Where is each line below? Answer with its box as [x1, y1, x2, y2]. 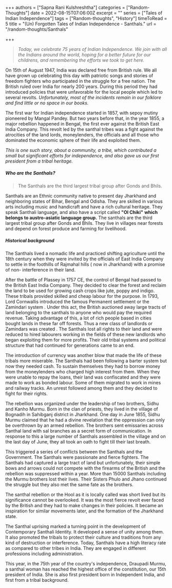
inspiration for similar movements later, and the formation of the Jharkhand [5, 508, 164, 514]
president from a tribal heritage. [5, 158, 73, 164]
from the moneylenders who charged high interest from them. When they [5, 368, 160, 375]
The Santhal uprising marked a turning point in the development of [5, 523, 146, 529]
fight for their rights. [5, 390, 48, 397]
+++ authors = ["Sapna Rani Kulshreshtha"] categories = [5, 5, 125, 10]
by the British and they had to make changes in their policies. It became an [5, 502, 163, 508]
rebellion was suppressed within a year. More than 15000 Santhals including [5, 470, 166, 476]
